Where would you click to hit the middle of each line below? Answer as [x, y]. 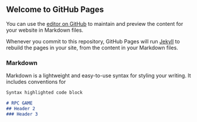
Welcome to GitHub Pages [55, 10]
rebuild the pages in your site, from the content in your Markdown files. [92, 48]
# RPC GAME [19, 103]
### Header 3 [22, 114]
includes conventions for [36, 82]
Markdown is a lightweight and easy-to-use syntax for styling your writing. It [98, 76]
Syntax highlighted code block [44, 93]
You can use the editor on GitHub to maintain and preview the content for [95, 23]
